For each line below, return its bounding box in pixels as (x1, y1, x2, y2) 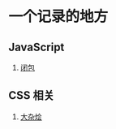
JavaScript (8, 40, 65, 54)
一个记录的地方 (8, 7, 109, 26)
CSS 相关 (8, 88, 55, 102)
